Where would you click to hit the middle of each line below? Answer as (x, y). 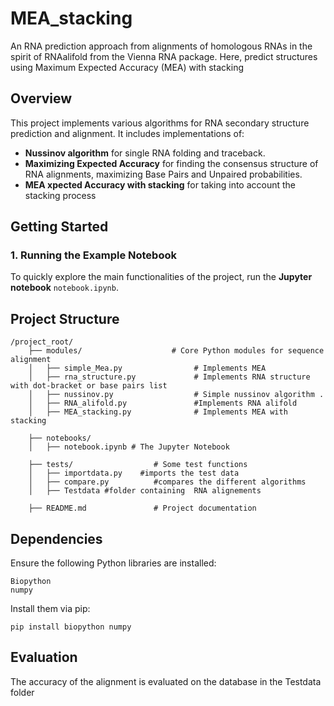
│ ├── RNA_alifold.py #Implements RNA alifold (163, 403)
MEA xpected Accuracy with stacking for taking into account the (160, 184)
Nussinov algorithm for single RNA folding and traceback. (145, 153)
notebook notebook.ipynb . (64, 288)
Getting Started (59, 227)
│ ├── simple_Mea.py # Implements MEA (147, 368)
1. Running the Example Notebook (93, 255)
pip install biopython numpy (71, 627)
